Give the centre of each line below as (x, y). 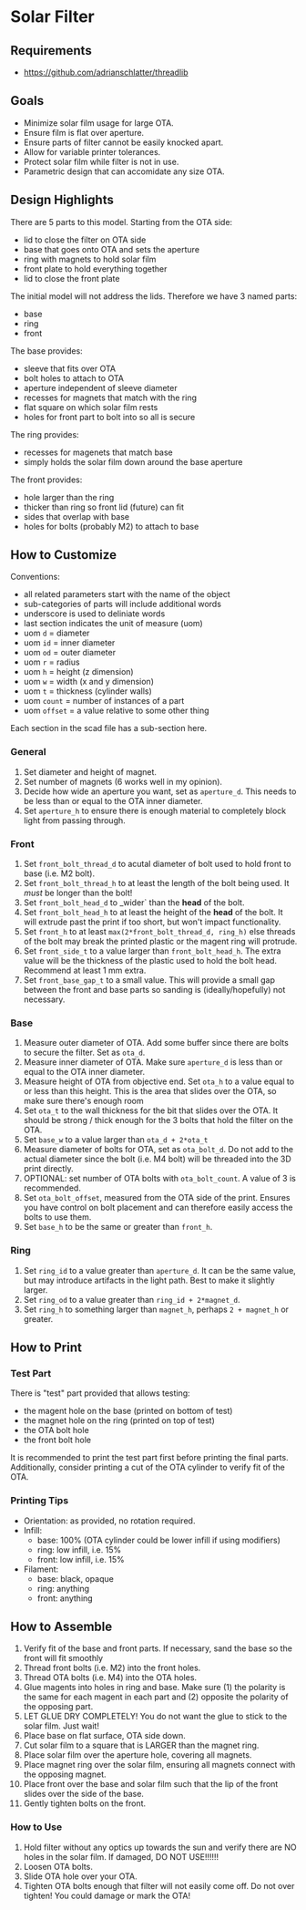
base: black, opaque (76, 1578)
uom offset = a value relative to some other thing (116, 711)
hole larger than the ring (69, 497)
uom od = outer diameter (70, 653)
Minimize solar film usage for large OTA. (98, 123)
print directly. (48, 1169)
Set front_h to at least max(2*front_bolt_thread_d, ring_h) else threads (159, 932)
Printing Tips (40, 1501)
